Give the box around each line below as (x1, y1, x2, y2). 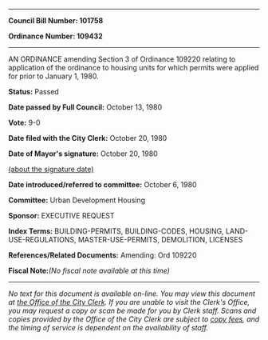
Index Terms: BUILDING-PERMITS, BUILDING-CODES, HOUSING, (8, 226, 225, 236)
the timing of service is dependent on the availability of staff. (8, 323, 209, 332)
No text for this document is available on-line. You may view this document (8, 289, 255, 298)
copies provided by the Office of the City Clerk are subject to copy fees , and (8, 314, 260, 324)
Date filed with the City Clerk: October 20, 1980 (8, 134, 167, 142)
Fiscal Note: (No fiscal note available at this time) (8, 266, 170, 275)
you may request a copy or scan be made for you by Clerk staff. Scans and (8, 306, 257, 315)
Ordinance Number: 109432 (8, 31, 104, 41)
